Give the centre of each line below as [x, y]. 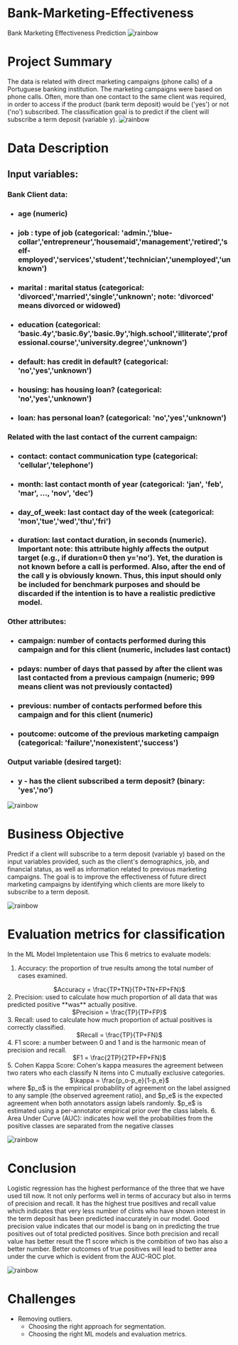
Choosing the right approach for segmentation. [97, 1326]
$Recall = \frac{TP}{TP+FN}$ [119, 1035]
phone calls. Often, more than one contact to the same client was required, [117, 96]
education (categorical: [59, 324]
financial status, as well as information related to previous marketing [107, 869]
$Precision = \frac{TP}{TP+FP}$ [119, 1012]
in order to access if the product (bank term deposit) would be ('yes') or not [118, 104]
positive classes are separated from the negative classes [91, 1126]
